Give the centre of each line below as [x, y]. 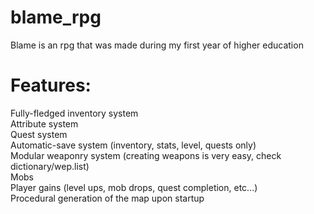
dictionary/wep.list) [50, 166]
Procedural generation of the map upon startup [107, 198]
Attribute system [44, 123]
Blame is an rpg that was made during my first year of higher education [157, 45]
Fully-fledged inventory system [74, 113]
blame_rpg [56, 17]
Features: [51, 85]
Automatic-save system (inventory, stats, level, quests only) [133, 145]
